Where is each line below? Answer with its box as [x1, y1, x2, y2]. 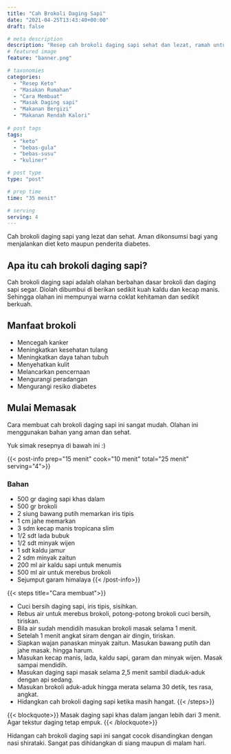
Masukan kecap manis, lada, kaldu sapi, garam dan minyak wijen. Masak [16, 653, 223, 662]
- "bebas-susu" [13, 150, 57, 157]
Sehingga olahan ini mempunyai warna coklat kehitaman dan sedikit [7, 292, 199, 301]
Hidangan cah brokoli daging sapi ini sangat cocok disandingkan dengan [7, 731, 213, 740]
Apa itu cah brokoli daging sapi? [7, 259, 148, 271]
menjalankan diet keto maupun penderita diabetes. [7, 239, 151, 248]
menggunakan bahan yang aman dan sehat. [7, 428, 132, 436]
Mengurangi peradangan [16, 375, 88, 383]
